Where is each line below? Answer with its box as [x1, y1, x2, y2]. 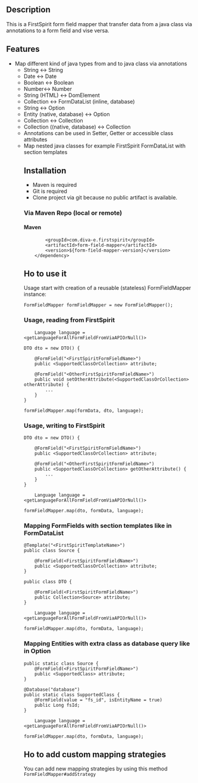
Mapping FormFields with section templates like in [23, 521, 172, 530]
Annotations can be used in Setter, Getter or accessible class [23, 129, 174, 136]
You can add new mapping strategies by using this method [23, 765, 168, 772]
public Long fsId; [34, 702, 80, 708]
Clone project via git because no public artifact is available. [32, 194, 178, 201]
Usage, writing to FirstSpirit [23, 421, 105, 430]
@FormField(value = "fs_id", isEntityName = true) [34, 697, 162, 703]
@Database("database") [23, 687, 80, 693]
